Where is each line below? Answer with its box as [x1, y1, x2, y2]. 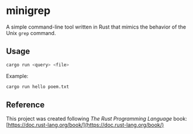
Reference [6, 100, 45, 110]
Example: [6, 72, 29, 79]
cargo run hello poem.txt [6, 83, 69, 90]
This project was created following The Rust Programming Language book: [6, 115, 187, 122]
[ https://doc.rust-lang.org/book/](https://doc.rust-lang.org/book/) [6, 121, 164, 129]
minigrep [6, 4, 51, 17]
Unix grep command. [6, 29, 56, 36]
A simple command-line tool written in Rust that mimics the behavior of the [6, 23, 186, 30]
